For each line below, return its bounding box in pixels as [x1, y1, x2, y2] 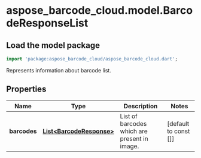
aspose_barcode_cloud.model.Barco [6, 4, 193, 17]
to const [167, 127, 190, 135]
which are [120, 127, 148, 135]
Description [123, 102, 158, 110]
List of [120, 112, 138, 120]
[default [167, 119, 190, 127]
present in [120, 134, 148, 142]
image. [120, 142, 139, 150]
